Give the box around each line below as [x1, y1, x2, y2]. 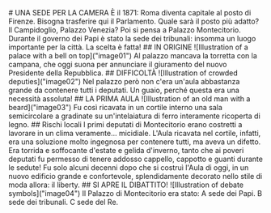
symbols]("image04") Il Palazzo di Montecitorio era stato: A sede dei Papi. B [8, 189, 263, 198]
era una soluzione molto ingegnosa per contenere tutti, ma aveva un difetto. [8, 137, 261, 147]
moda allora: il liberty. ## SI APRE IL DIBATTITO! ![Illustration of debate [8, 180, 244, 190]
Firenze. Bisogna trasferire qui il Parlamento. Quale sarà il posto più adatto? [8, 16, 260, 26]
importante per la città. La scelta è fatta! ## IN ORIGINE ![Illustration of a [8, 42, 248, 52]
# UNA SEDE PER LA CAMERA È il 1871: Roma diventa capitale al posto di [8, 8, 252, 17]
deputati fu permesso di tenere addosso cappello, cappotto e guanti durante [8, 154, 263, 164]
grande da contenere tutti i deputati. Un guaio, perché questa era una [8, 85, 240, 95]
